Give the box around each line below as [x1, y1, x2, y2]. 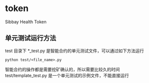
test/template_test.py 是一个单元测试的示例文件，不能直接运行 [5, 72, 130, 78]
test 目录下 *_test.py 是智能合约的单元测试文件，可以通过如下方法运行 [5, 48, 144, 54]
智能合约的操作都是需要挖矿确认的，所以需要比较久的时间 [5, 66, 120, 72]
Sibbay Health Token [5, 19, 47, 25]
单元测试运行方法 [5, 34, 56, 42]
